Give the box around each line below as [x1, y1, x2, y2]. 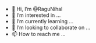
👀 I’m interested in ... [11, 12, 61, 19]
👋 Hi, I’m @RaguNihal [11, 6, 63, 12]
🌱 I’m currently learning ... [11, 18, 74, 24]
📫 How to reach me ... [11, 31, 66, 37]
